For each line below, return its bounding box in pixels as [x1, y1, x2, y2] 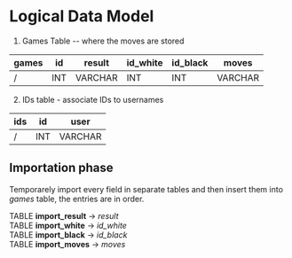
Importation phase [9, 160, 114, 176]
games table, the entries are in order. [9, 193, 145, 204]
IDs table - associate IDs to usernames [21, 94, 164, 105]
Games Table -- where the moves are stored [21, 35, 185, 46]
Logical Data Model [9, 6, 154, 27]
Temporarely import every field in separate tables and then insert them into [9, 184, 284, 194]
